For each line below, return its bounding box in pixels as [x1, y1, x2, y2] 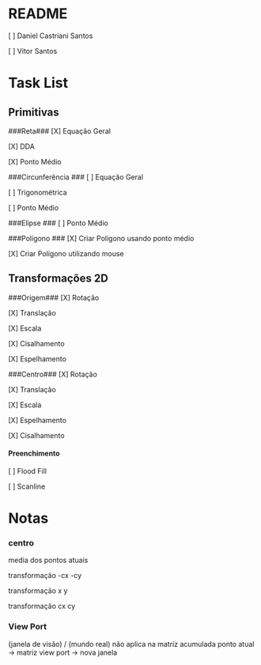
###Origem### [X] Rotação [8, 293, 100, 302]
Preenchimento [8, 448, 60, 459]
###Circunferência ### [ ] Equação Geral [8, 172, 144, 182]
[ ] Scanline [8, 482, 46, 491]
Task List [8, 74, 69, 92]
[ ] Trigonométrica [8, 187, 67, 197]
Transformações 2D [8, 272, 108, 285]
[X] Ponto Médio [8, 157, 62, 166]
